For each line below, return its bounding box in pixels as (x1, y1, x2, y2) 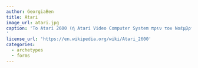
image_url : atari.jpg (6, 20, 60, 25)
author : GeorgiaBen (6, 8, 54, 15)
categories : (6, 42, 35, 48)
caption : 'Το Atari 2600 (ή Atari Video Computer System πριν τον (6, 25, 173, 31)
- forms (11, 53, 31, 59)
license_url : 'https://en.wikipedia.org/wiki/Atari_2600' (6, 36, 151, 42)
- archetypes (11, 47, 44, 53)
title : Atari (6, 14, 38, 20)
